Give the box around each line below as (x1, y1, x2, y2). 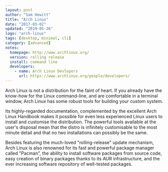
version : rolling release (10, 54, 65, 60)
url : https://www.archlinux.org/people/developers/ (18, 74, 130, 79)
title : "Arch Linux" (5, 17, 49, 22)
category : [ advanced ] (5, 41, 51, 46)
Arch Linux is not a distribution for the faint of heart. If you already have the (5, 87, 162, 93)
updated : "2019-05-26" (5, 26, 53, 31)
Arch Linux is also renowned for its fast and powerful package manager (5, 145, 154, 151)
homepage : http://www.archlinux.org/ (10, 50, 90, 55)
